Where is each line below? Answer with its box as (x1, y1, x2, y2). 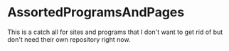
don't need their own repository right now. (7, 35, 131, 43)
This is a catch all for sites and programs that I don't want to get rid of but (7, 28, 223, 36)
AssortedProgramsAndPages (7, 4, 185, 21)
